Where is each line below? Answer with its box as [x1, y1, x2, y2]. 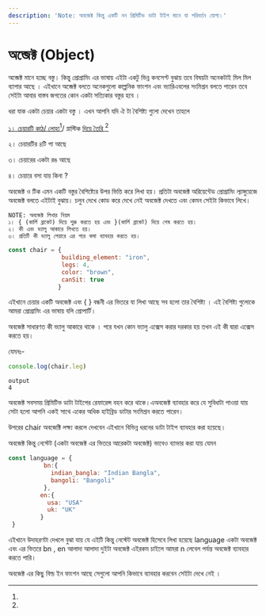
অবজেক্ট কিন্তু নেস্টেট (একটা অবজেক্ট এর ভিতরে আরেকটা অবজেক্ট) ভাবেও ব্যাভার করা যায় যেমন [8, 438, 216, 448]
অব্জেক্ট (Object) [8, 45, 96, 63]
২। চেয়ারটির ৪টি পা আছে [8, 140, 66, 149]
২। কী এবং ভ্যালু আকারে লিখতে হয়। [8, 225, 92, 234]
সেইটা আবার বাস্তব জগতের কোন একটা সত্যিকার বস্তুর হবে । [8, 90, 141, 100]
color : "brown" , [61, 268, 115, 276]
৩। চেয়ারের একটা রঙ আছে [8, 155, 71, 165]
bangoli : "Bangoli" [50, 476, 115, 484]
